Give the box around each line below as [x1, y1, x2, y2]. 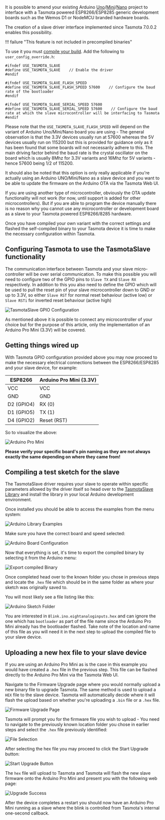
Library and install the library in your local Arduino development [5, 491, 134, 497]
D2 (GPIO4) [7, 401, 35, 408]
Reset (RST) [39, 416, 67, 423]
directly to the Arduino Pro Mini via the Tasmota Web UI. [5, 672, 119, 678]
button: [5, 751, 20, 757]
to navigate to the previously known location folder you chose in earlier [5, 721, 149, 727]
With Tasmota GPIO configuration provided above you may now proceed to [5, 354, 158, 360]
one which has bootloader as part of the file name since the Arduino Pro [5, 618, 151, 624]
